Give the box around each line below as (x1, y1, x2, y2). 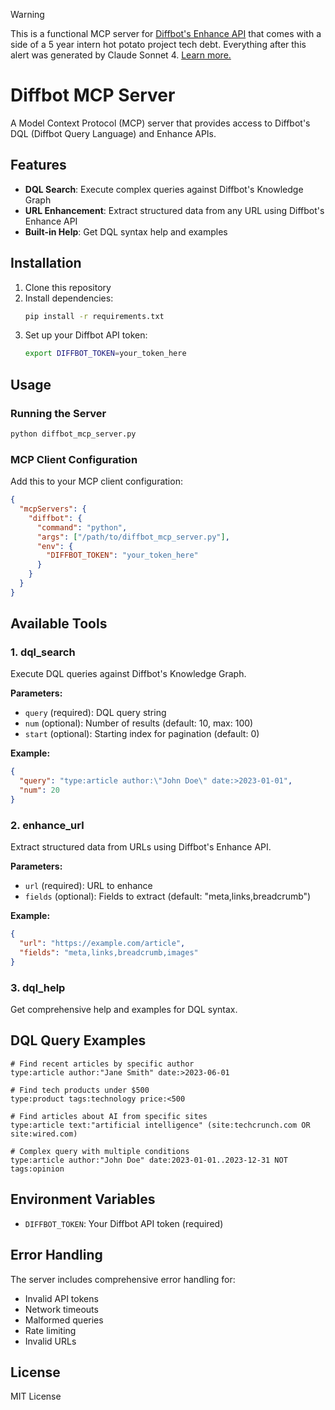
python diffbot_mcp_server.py (10, 429, 137, 439)
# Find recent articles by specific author (10, 1059, 195, 1069)
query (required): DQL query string (24, 707, 167, 719)
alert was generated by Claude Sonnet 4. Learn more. (10, 49, 232, 61)
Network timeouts (24, 1303, 99, 1315)
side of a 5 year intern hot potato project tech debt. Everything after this (10, 39, 307, 50)
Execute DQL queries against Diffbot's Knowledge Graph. (10, 668, 247, 680)
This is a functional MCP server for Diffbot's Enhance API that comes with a (10, 28, 322, 39)
